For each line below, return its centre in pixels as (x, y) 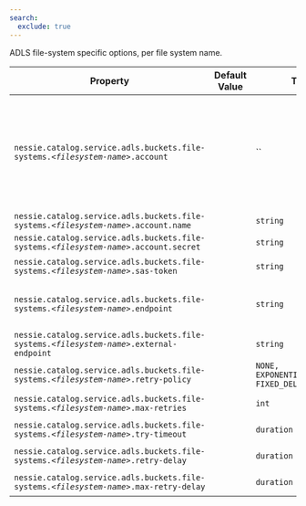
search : (24, 18)
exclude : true (44, 26)
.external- (154, 344)
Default (230, 75)
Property (110, 80)
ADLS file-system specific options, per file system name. (116, 52)
